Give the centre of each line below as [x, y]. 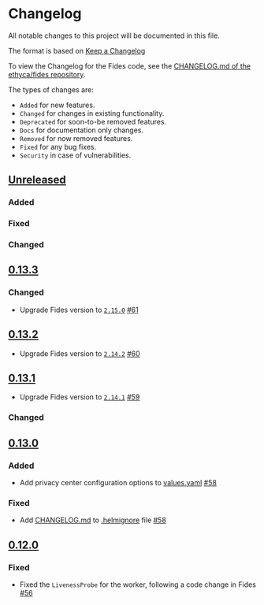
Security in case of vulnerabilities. [75, 155]
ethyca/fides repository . [47, 74]
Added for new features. [57, 105]
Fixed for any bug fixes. [58, 147]
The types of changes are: [51, 89]
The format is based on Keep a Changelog [77, 50]
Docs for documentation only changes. [82, 130]
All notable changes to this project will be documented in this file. [114, 35]
